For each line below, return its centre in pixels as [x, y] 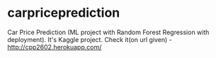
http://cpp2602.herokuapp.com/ [55, 47]
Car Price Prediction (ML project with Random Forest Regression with [108, 32]
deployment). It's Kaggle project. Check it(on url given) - [90, 39]
